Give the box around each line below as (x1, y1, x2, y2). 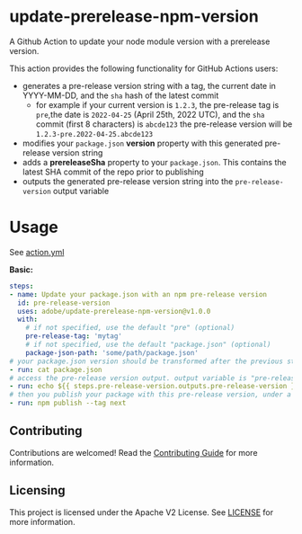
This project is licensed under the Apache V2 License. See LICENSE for (9, 506, 274, 518)
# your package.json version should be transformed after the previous (9, 357, 283, 366)
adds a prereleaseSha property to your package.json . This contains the (22, 156, 287, 167)
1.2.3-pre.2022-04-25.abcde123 (35, 129, 154, 138)
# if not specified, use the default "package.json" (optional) (25, 340, 271, 349)
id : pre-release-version (17, 298, 111, 307)
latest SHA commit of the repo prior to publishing (22, 166, 204, 177)
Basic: (9, 263, 33, 275)
